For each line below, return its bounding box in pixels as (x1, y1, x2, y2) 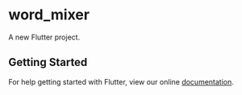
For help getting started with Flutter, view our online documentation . (8, 76, 234, 86)
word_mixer (8, 6, 90, 24)
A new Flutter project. (8, 32, 81, 42)
